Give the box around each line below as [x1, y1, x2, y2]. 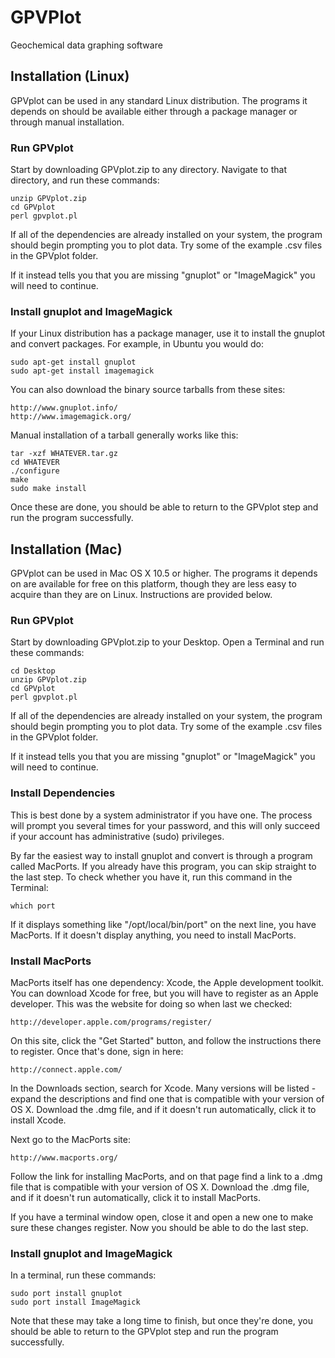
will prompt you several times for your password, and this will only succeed [10, 819, 321, 831]
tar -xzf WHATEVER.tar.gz [10, 449, 118, 459]
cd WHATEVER [10, 457, 60, 468]
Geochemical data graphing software [10, 39, 163, 51]
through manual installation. [10, 116, 125, 128]
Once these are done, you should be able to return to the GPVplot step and [10, 501, 319, 513]
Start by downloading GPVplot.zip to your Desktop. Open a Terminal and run [10, 636, 325, 648]
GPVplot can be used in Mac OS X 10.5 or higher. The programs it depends [10, 567, 318, 580]
